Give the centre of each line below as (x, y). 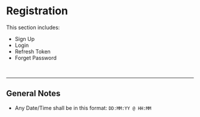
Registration (37, 11)
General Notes (33, 94)
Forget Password (35, 58)
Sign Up (24, 39)
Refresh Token (32, 51)
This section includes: (33, 27)
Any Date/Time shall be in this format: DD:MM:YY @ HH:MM (83, 107)
